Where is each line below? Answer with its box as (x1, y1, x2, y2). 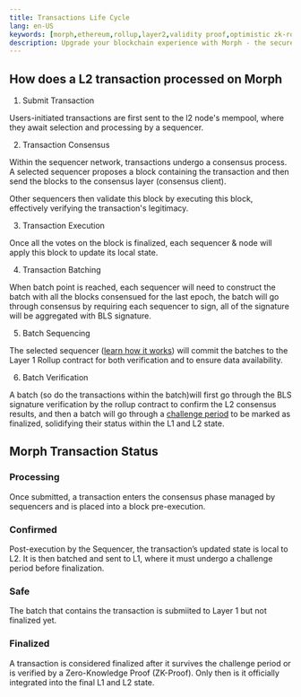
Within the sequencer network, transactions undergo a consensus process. (9, 157, 288, 168)
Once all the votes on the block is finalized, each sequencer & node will (9, 238, 273, 248)
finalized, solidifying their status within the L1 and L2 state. (9, 418, 225, 429)
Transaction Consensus (21, 140, 110, 151)
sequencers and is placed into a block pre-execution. (9, 501, 206, 511)
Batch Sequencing (21, 328, 91, 339)
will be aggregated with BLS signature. (9, 310, 152, 321)
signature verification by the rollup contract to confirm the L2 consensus (9, 399, 277, 410)
